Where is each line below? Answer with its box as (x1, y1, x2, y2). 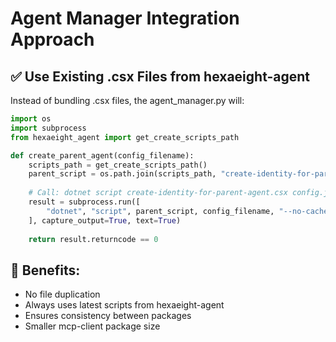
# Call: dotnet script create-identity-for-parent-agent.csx (28, 188, 288, 198)
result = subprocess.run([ (28, 197, 141, 207)
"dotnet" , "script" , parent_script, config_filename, (46, 206, 275, 216)
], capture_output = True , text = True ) (28, 215, 182, 226)
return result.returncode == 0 (28, 234, 159, 244)
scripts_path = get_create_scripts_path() (28, 160, 208, 170)
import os (10, 114, 52, 124)
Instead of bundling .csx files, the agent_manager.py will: (10, 95, 245, 106)
